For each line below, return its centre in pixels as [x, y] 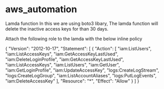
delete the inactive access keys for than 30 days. [57, 28]
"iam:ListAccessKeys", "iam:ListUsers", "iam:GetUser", [63, 65]
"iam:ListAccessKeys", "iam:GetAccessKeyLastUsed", [62, 54]
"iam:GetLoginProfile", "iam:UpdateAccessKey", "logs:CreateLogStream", [82, 70]
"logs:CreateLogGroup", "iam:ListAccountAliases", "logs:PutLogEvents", [81, 75]
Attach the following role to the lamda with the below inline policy [74, 39]
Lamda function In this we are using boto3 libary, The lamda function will [82, 23]
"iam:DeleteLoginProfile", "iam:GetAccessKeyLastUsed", [65, 59]
